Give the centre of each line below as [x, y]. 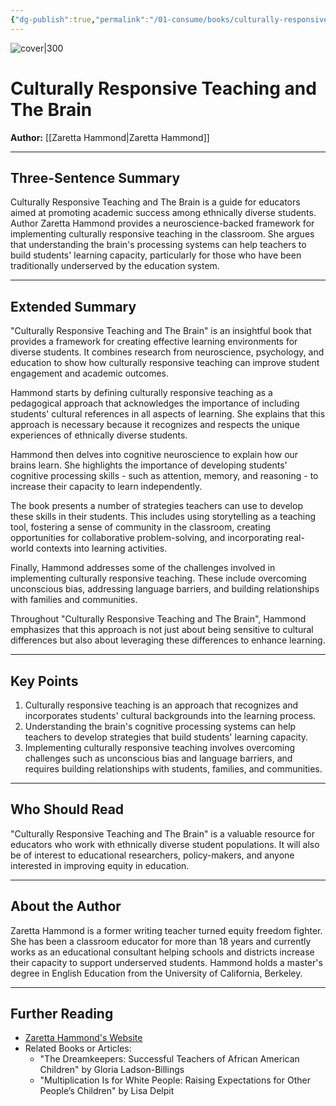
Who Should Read [67, 809]
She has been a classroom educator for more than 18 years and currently [161, 941]
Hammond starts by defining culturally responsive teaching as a [141, 393]
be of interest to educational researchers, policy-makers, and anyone [152, 855]
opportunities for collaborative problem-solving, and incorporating [146, 538]
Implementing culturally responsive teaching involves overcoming [160, 747]
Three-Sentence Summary [95, 177]
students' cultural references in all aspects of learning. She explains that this [168, 414]
